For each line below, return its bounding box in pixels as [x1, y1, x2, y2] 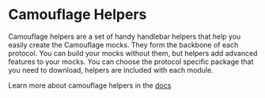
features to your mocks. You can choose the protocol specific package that [8, 57, 254, 66]
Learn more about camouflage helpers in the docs [8, 81, 172, 90]
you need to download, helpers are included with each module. [8, 65, 214, 74]
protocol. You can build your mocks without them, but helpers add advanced [8, 48, 258, 58]
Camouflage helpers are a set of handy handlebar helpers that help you [8, 32, 241, 41]
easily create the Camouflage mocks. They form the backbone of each [8, 40, 239, 49]
